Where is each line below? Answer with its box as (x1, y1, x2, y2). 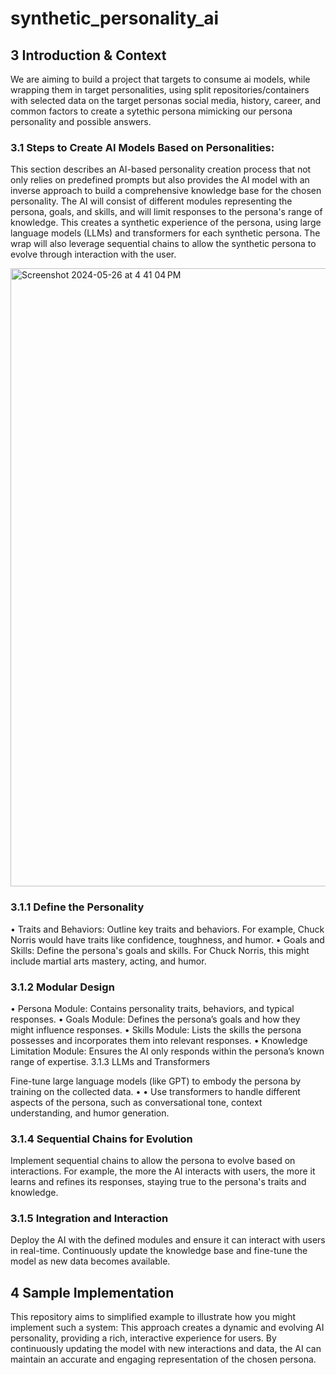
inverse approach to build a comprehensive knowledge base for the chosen (10, 185, 322, 197)
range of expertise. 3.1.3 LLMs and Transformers (10, 1055, 211, 1067)
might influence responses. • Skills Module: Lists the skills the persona (10, 1023, 302, 1036)
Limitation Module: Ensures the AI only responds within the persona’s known (10, 1045, 325, 1057)
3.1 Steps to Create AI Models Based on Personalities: (10, 140, 275, 154)
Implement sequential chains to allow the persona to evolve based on (10, 1155, 296, 1167)
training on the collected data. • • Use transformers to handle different (10, 1085, 301, 1097)
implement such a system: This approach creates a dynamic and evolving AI (10, 1322, 325, 1334)
